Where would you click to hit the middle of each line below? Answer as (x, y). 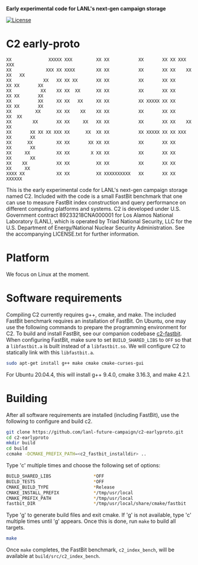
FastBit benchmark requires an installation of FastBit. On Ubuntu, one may (96, 321)
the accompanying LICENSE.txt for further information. (73, 234)
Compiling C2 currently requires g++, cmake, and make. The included (91, 314)
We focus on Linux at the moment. (48, 274)
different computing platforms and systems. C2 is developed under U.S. (93, 208)
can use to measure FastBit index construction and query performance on (96, 202)
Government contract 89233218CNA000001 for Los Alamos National (90, 215)
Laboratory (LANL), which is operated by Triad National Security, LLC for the (99, 221)
